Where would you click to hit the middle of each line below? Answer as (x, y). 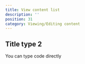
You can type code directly (33, 56)
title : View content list (32, 10)
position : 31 (19, 19)
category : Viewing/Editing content (43, 24)
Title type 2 (24, 44)
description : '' (22, 14)
